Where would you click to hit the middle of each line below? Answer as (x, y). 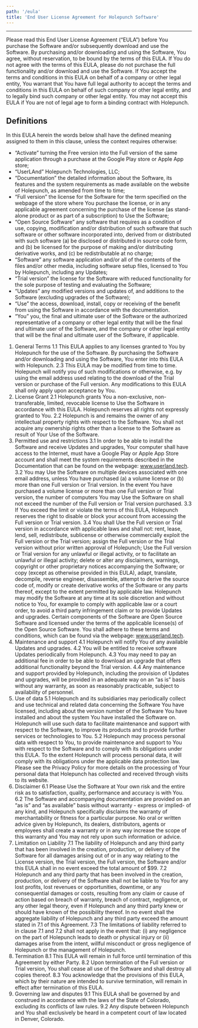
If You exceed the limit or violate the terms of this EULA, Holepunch (96, 510)
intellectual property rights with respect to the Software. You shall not (99, 422)
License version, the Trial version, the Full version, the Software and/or (100, 862)
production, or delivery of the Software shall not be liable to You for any (101, 881)
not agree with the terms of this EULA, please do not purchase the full (91, 64)
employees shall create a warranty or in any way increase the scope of (100, 830)
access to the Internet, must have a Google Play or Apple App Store (97, 454)
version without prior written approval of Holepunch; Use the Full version (103, 548)
